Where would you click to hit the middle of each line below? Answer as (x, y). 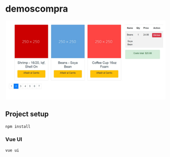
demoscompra (37, 9)
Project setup (27, 114)
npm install (18, 127)
